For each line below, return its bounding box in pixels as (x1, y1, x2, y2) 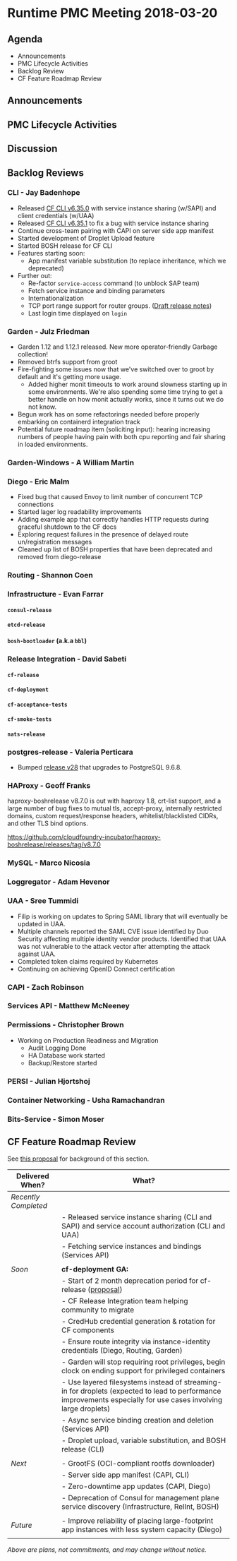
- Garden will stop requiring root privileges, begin (61, 1357, 226, 1367)
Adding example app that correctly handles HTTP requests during (17, 515, 209, 524)
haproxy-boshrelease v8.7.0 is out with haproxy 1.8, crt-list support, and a (7, 796, 221, 806)
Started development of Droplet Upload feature (17, 234, 155, 242)
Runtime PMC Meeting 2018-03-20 (7, 5, 218, 21)
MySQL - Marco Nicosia (7, 858, 90, 868)
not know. (28, 402, 57, 411)
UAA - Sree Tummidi (7, 896, 79, 906)
